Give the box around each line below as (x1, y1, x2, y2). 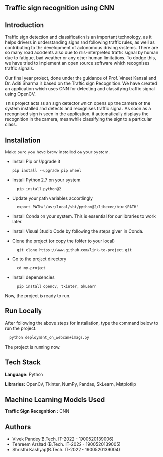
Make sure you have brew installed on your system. (5, 149, 110, 155)
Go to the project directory (12, 256, 67, 262)
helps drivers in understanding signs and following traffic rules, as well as (5, 39, 155, 45)
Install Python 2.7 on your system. (12, 177, 81, 183)
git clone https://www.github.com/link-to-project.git (17, 248, 132, 253)
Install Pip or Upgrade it (12, 158, 61, 165)
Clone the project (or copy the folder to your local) (12, 238, 115, 244)
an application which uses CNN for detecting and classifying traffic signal (5, 86, 155, 92)
